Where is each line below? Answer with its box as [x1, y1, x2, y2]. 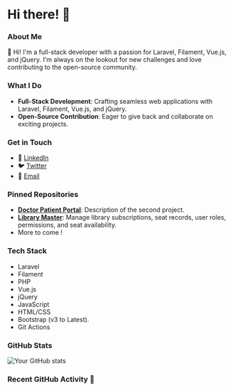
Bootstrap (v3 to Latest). [17, 315, 90, 323]
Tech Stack [7, 246, 48, 256]
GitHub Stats [7, 341, 53, 350]
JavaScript [17, 300, 50, 309]
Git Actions [17, 323, 50, 331]
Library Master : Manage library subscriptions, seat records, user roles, [17, 213, 226, 222]
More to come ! [17, 228, 63, 237]
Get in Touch [7, 137, 53, 147]
